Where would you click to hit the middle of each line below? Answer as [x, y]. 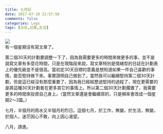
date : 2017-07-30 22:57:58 [32, 14]
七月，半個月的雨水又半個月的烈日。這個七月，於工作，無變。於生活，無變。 [81, 111]
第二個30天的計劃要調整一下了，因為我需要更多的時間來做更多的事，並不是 [80, 57]
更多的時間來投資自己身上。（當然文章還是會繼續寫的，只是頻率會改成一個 [78, 94]
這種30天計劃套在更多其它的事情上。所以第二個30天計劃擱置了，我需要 [85, 88]
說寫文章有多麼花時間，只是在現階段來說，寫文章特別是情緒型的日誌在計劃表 [81, 63]
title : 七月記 [18, 10]
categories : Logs [23, 23]
